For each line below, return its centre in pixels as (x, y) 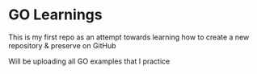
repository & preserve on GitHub (62, 45)
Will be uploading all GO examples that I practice (89, 61)
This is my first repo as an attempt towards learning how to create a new (129, 37)
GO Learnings (55, 15)
